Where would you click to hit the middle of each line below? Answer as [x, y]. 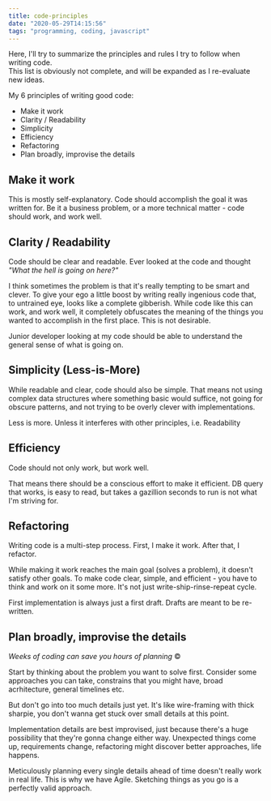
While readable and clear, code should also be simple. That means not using [135, 389]
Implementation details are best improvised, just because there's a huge [129, 730]
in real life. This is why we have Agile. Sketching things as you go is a [123, 780]
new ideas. [27, 80]
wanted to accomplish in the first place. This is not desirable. [110, 320]
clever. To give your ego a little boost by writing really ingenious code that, [132, 294]
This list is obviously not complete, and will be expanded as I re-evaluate [129, 71]
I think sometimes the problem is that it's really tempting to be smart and [129, 286]
